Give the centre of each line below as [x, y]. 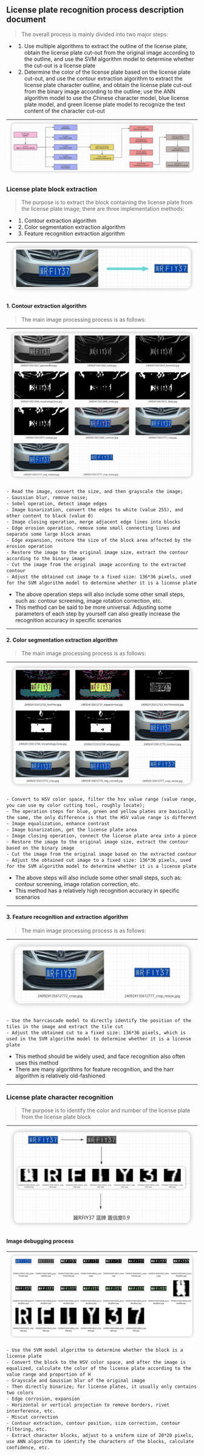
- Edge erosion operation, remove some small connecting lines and [93, 528]
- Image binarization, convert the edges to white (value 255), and [95, 510]
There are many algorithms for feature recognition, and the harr [94, 1069]
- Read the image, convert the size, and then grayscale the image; [95, 492]
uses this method [37, 1062]
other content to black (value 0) [50, 516]
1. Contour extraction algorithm [46, 306]
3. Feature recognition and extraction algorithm [67, 917]
